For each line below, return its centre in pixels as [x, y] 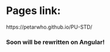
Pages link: [33, 11]
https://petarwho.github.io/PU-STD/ [49, 27]
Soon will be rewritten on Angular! [56, 42]
